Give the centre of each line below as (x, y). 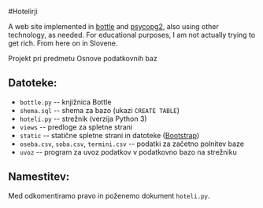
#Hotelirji (23, 11)
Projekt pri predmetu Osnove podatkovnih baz (83, 58)
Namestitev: (39, 177)
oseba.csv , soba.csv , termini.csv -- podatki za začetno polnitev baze (131, 144)
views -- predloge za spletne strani (76, 127)
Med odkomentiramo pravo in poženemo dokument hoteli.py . (109, 195)
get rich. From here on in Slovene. (63, 43)
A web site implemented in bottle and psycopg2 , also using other (113, 26)
